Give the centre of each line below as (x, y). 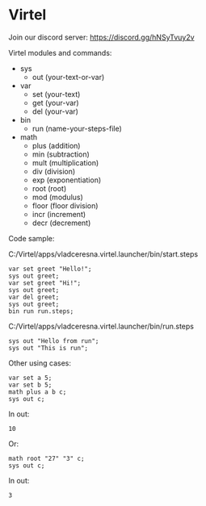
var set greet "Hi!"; (45, 283)
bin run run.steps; (41, 311)
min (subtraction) (61, 154)
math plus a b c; (38, 392)
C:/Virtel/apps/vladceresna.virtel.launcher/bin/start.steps (103, 254)
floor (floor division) (65, 205)
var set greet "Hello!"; (50, 269)
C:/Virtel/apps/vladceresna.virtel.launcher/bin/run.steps (101, 326)
